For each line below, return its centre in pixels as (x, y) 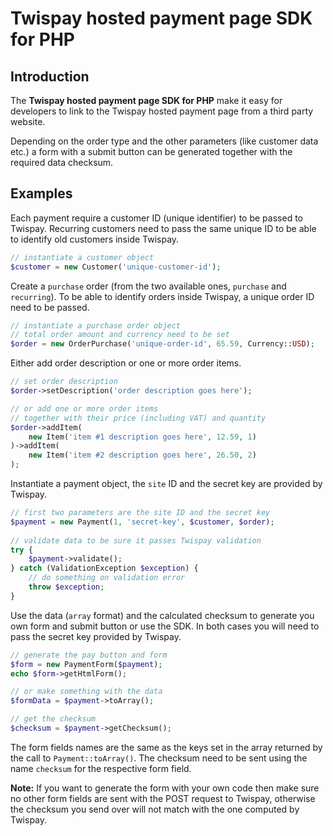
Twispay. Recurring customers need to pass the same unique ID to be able (163, 228)
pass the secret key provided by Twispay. (96, 636)
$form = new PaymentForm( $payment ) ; (86, 664)
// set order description (64, 382)
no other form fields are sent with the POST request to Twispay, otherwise (163, 798)
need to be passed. (50, 307)
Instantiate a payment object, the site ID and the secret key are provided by (166, 484)
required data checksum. (62, 162)
